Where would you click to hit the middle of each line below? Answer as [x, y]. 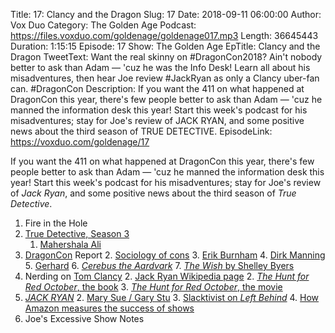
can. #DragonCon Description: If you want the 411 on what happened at [157, 88]
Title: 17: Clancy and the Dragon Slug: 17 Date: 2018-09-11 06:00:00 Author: [166, 14]
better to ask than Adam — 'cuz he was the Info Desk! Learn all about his [160, 67]
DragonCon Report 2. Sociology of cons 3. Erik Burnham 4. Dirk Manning [175, 255]
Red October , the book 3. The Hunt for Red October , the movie [153, 287]
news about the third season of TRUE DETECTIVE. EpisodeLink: [141, 131]
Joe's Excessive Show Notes [84, 318]
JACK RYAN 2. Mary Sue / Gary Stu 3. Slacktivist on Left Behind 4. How [172, 297]
